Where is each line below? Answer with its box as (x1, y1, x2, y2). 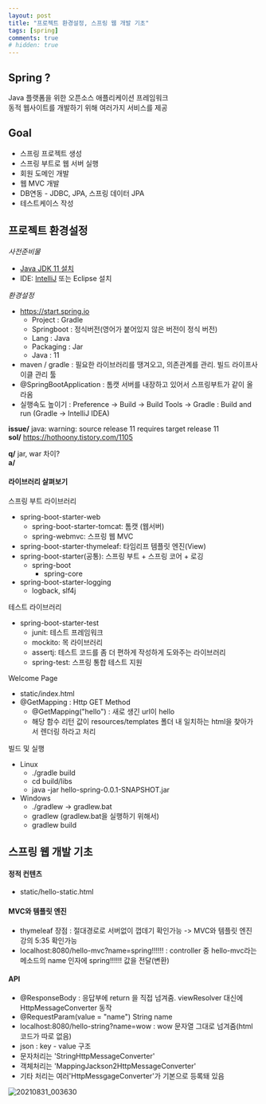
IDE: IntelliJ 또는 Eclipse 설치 (19, 273, 112, 283)
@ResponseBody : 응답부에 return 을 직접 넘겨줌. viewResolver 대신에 (19, 992, 244, 1002)
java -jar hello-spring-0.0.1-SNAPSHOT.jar (31, 785, 170, 794)
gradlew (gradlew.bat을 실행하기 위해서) (31, 811, 159, 820)
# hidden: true (8, 41, 59, 49)
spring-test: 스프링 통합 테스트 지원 (31, 657, 143, 667)
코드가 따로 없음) (19, 1031, 72, 1040)
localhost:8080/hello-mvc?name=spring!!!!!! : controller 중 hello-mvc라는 (19, 945, 257, 955)
